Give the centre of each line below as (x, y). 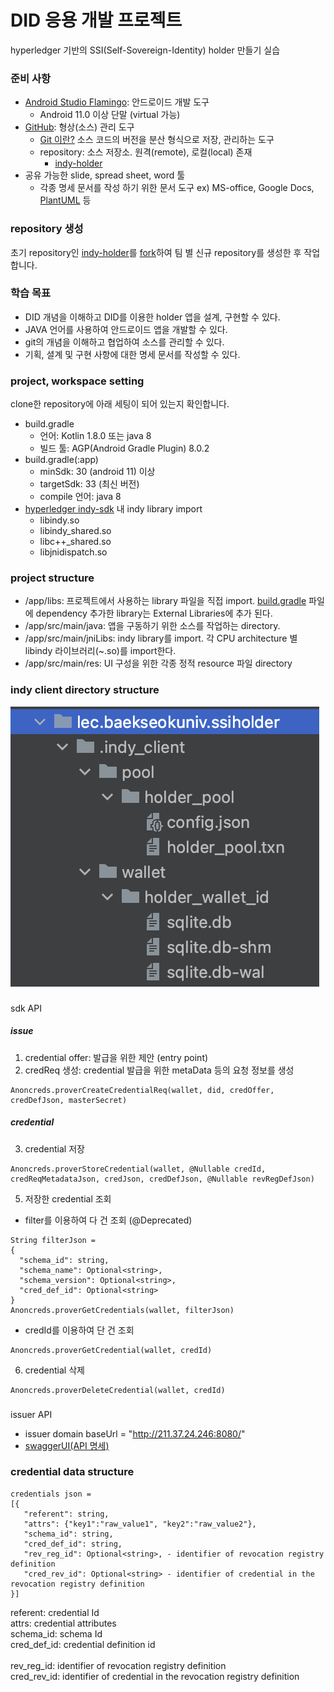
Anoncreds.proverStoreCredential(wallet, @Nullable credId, (138, 1169)
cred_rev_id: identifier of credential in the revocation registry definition (155, 1676)
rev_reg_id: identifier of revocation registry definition (118, 1665)
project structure (52, 578)
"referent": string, (66, 1514)
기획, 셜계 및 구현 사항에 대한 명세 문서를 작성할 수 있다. (132, 354)
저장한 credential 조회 (68, 1198)
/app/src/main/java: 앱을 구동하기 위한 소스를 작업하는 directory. (152, 626)
